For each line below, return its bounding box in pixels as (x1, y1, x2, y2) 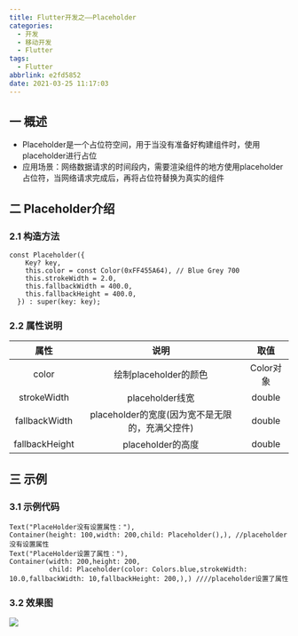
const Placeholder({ (9, 250, 86, 260)
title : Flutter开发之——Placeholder (9, 12, 137, 22)
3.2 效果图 (9, 597, 53, 609)
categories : (9, 21, 53, 30)
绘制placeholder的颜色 (114, 369, 208, 381)
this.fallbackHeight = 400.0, (25, 290, 137, 298)
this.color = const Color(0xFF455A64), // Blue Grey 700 (25, 266, 240, 275)
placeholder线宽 (127, 392, 195, 404)
